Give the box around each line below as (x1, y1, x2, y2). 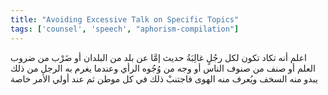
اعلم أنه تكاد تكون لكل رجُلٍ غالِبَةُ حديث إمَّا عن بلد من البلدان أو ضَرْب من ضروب (10, 51, 307, 63)
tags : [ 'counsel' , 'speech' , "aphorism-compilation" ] (10, 24, 240, 34)
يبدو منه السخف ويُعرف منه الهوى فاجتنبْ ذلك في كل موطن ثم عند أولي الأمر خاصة (10, 72, 318, 85)
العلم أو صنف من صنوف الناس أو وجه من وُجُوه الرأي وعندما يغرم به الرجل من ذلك (10, 62, 316, 74)
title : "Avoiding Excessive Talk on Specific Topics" (10, 14, 240, 25)
